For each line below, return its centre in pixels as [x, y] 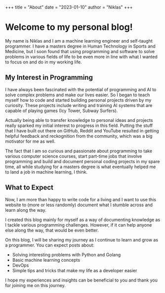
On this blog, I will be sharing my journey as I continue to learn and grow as [82, 239]
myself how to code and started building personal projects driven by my [78, 100]
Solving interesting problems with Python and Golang [66, 254]
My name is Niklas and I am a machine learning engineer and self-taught [79, 41]
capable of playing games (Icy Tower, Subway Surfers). [62, 111]
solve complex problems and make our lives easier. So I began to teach [78, 95]
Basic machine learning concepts [46, 260]
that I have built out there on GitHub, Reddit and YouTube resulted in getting [82, 130]
